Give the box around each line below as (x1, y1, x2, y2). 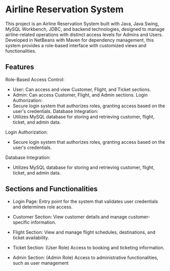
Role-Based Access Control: (5, 76, 65, 83)
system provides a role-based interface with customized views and (5, 42, 147, 48)
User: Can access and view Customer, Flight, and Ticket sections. (12, 86, 151, 92)
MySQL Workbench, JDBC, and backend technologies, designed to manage (5, 26, 165, 32)
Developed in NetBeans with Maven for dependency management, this (5, 37, 154, 43)
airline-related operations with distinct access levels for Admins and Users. (5, 31, 163, 37)
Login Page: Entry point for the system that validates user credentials (12, 198, 158, 204)
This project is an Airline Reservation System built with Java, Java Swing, (5, 21, 159, 27)
